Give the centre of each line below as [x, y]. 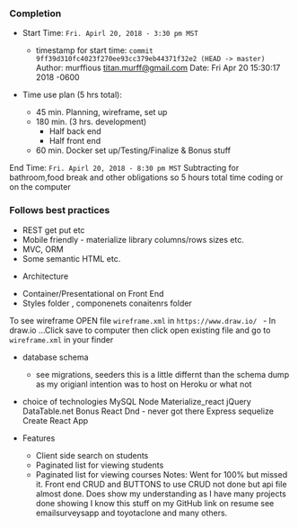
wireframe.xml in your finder [61, 339]
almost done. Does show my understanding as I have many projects [161, 494]
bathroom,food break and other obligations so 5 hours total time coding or [146, 177]
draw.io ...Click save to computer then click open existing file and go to [140, 330]
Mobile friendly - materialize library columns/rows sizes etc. [133, 239]
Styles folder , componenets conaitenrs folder [107, 303]
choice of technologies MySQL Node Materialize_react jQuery [136, 401]
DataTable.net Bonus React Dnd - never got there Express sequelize [148, 411]
